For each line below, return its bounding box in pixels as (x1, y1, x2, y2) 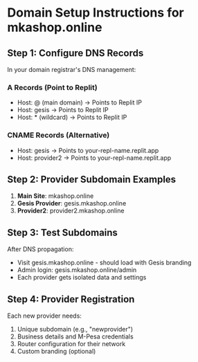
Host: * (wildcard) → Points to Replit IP (17, 113, 127, 122)
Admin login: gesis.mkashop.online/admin (17, 266, 137, 274)
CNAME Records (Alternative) (7, 130, 110, 140)
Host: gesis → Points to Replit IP (17, 106, 109, 114)
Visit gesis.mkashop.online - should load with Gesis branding (17, 258, 192, 267)
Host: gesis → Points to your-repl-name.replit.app (17, 146, 159, 154)
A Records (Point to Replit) (7, 82, 98, 92)
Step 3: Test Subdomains (7, 226, 118, 238)
